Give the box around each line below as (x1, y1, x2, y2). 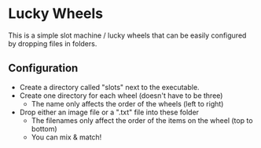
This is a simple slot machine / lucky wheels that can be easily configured (8, 31, 247, 40)
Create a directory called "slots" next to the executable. (19, 82, 200, 92)
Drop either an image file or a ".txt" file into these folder (19, 107, 199, 117)
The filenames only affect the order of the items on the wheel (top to (31, 115, 253, 125)
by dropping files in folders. (8, 38, 97, 48)
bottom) (31, 124, 57, 133)
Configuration (8, 62, 79, 75)
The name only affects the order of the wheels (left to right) (31, 99, 224, 108)
